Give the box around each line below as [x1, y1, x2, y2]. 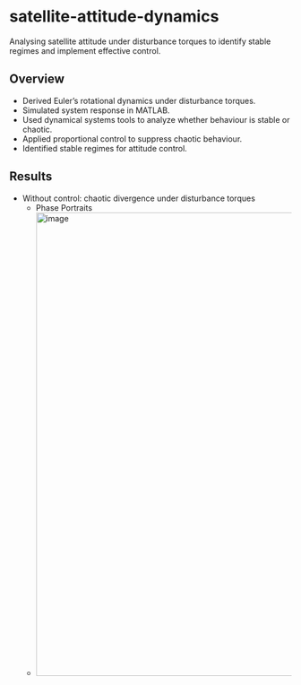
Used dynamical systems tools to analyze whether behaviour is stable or [21, 114, 290, 125]
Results [9, 169, 53, 185]
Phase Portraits [35, 202, 92, 212]
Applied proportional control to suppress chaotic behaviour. [21, 133, 243, 144]
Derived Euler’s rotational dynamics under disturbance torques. [21, 95, 256, 106]
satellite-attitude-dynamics [9, 6, 219, 27]
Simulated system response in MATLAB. [21, 105, 170, 116]
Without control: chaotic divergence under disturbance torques [21, 193, 255, 204]
